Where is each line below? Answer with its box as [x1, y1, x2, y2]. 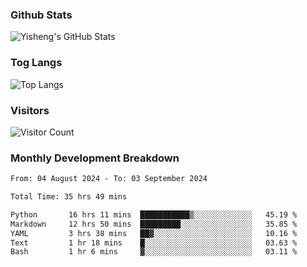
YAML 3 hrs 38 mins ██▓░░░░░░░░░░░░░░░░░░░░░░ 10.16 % [10, 228, 298, 238]
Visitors [10, 103, 50, 117]
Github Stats [10, 8, 73, 22]
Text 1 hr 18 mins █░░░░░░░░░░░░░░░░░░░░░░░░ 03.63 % [10, 238, 298, 248]
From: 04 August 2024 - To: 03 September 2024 [10, 174, 208, 184]
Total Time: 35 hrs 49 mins [10, 192, 128, 202]
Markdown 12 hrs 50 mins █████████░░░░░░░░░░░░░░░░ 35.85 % [10, 219, 298, 229]
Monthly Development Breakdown [10, 151, 180, 165]
